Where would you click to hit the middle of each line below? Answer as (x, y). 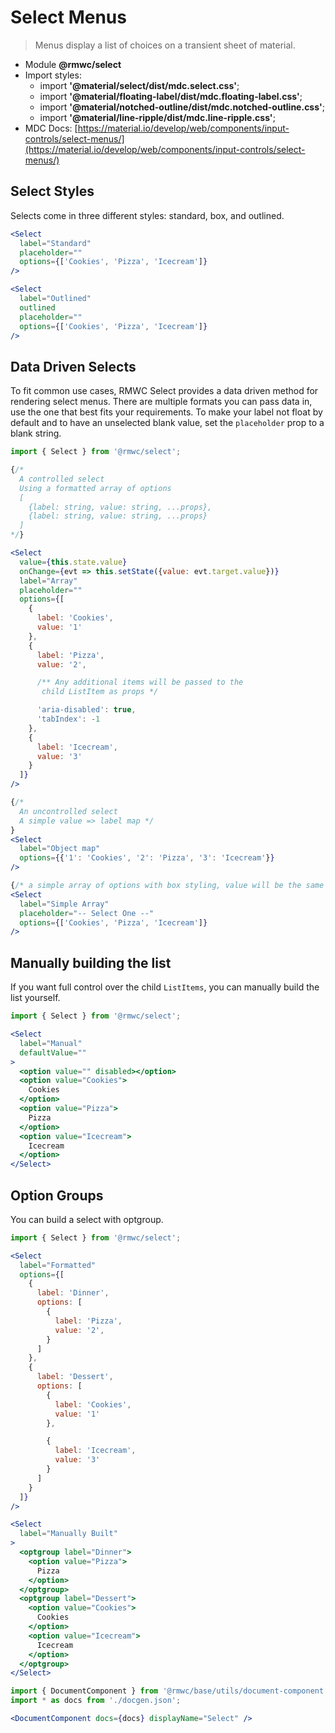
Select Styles (52, 191)
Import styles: (53, 75)
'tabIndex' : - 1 (68, 719)
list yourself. (35, 998)
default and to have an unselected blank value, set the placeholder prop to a (167, 423)
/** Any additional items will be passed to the (140, 682)
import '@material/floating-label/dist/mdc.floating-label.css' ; (171, 96)
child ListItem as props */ (100, 692)
